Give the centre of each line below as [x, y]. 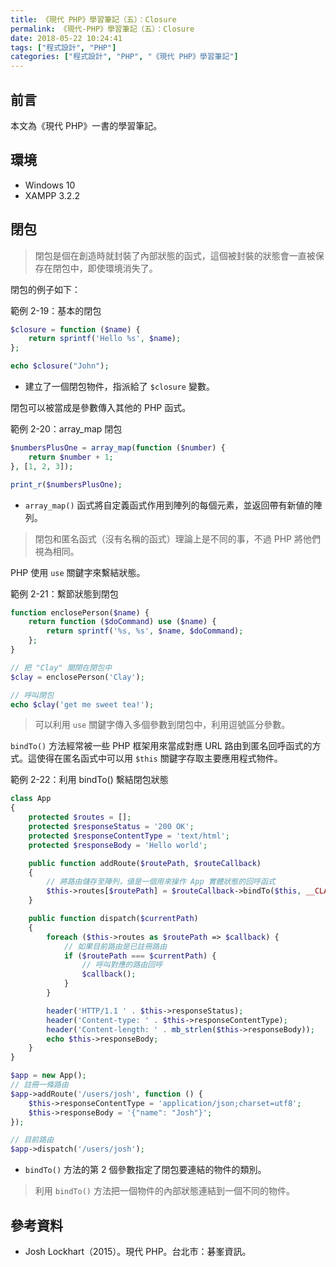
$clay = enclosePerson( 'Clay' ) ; [77, 677]
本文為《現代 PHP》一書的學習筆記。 [86, 125]
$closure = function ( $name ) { [75, 329]
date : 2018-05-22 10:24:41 [66, 38]
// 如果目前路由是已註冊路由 [115, 946]
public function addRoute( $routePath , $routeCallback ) [145, 863]
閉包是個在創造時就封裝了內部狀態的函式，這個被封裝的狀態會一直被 [175, 255]
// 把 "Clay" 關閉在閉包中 [61, 667]
